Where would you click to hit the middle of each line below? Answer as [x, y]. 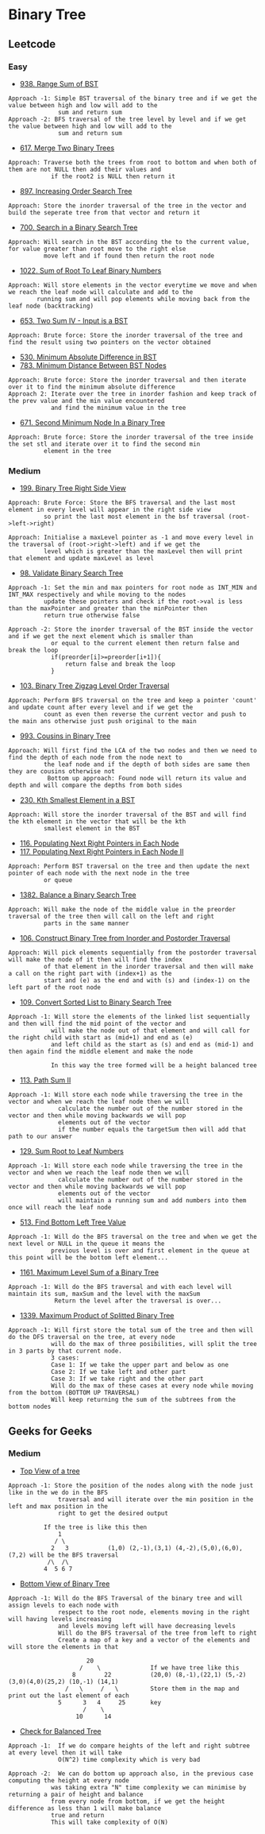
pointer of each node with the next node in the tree [99, 873]
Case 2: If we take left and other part [118, 1372]
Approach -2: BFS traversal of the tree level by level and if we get [127, 119]
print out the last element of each [69, 1695]
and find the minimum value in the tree [118, 408]
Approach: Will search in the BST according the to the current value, [129, 242]
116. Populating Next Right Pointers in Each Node [99, 843]
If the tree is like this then [95, 1527]
